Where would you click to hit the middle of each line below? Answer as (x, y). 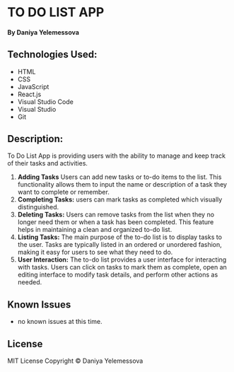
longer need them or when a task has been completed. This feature (116, 222)
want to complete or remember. (63, 192)
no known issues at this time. (60, 322)
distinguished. (38, 207)
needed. (30, 282)
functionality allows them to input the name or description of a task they (122, 185)
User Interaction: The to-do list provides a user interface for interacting (122, 260)
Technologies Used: (52, 55)
